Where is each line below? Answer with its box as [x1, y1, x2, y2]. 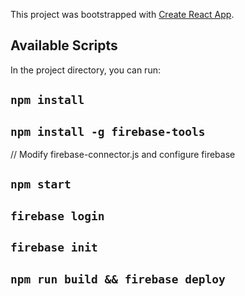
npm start [10, 177, 72, 192]
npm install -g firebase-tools [10, 124, 206, 139]
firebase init [10, 240, 98, 255]
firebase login [10, 209, 105, 223]
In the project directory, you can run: [10, 64, 161, 76]
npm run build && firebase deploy [10, 272, 226, 286]
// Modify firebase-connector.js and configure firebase [10, 149, 236, 161]
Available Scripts [10, 37, 118, 54]
